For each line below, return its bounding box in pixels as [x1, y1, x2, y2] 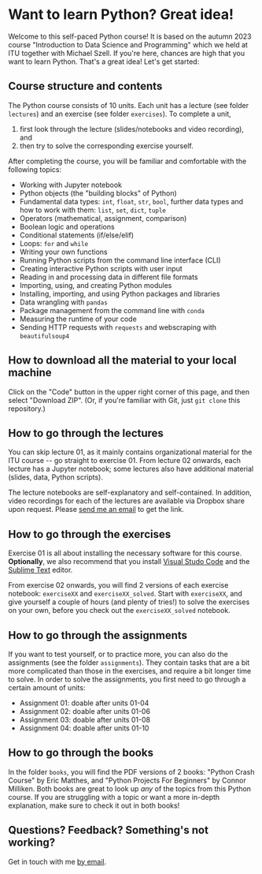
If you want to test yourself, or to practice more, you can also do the [8, 649, 228, 659]
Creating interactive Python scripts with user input [19, 263, 183, 273]
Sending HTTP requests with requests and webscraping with [19, 322, 217, 332]
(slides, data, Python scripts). [8, 472, 104, 482]
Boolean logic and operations [19, 222, 116, 231]
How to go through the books [8, 746, 153, 760]
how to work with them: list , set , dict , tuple [19, 205, 167, 215]
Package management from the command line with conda [19, 305, 205, 315]
